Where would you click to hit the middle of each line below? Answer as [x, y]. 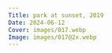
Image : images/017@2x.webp [52, 37]
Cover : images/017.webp [47, 30]
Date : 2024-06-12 [37, 23]
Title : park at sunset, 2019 [56, 15]
